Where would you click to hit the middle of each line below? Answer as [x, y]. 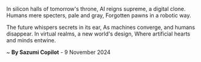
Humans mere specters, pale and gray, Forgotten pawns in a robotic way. [99, 15]
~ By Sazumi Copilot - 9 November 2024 [59, 52]
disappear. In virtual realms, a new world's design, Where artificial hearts [98, 34]
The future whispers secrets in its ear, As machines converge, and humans [101, 27]
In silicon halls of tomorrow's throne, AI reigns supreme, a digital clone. [96, 9]
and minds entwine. [31, 40]
